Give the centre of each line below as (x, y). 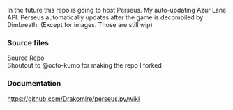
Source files (28, 42)
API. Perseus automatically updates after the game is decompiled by (105, 17)
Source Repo (26, 58)
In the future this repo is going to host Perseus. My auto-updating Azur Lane (117, 10)
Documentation (34, 84)
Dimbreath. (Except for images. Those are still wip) (80, 25)
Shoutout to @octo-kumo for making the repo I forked (84, 65)
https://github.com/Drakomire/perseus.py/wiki (74, 99)
